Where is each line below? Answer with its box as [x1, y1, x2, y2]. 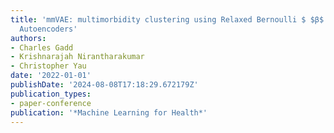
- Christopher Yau [10, 61, 87, 71]
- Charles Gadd [10, 42, 74, 53]
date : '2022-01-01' [10, 71, 92, 81]
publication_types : [10, 89, 92, 99]
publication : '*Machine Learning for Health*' [10, 107, 208, 118]
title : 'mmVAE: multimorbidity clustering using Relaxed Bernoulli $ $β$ [10, 14, 325, 25]
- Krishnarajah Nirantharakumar [10, 52, 145, 62]
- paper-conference [10, 98, 92, 108]
